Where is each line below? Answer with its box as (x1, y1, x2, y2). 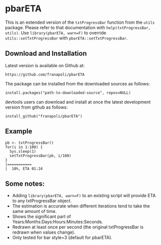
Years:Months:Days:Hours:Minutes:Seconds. (12, 219, 103, 225)
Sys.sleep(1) (9, 149, 36, 154)
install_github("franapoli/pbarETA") (5, 114, 83, 119)
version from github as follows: (5, 104, 68, 110)
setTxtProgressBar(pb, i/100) (9, 153, 71, 158)
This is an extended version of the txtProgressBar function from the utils (5, 19, 155, 25)
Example (5, 127, 32, 136)
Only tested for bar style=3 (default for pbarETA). (12, 235, 112, 241)
